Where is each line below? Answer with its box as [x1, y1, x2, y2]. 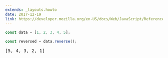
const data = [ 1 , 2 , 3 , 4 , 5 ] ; [5, 30, 70, 35]
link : [5, 16, 16, 21]
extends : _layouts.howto [5, 7, 57, 12]
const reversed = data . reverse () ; [5, 39, 77, 44]
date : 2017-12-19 [5, 12, 41, 17]
